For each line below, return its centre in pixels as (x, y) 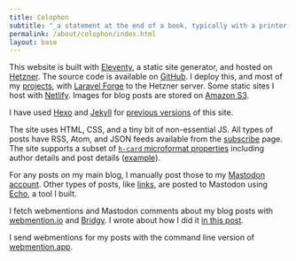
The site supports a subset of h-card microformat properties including (136, 149)
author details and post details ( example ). (85, 158)
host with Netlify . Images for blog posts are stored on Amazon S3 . (129, 96)
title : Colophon (39, 17)
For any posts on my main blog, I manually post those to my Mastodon (137, 175)
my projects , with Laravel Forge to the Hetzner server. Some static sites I (142, 86)
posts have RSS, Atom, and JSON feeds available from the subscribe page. (146, 139)
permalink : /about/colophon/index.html (83, 34)
